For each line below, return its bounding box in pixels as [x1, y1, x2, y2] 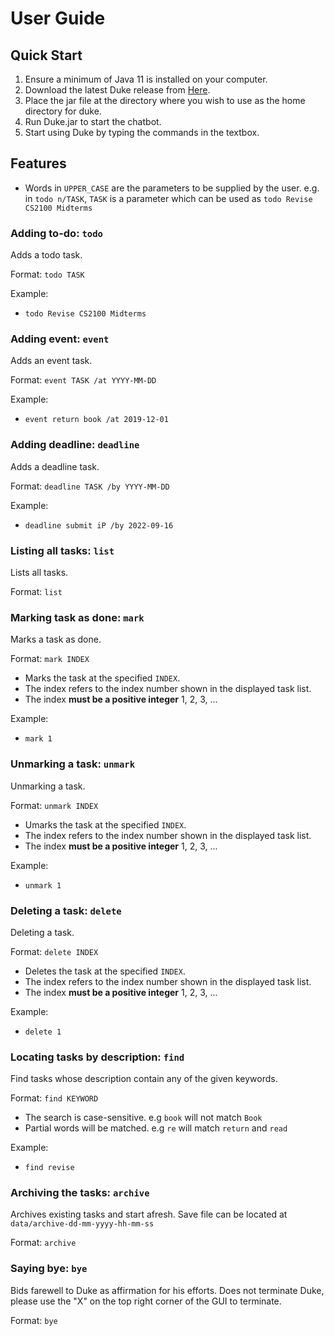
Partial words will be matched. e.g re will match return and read [24, 1122, 288, 1134]
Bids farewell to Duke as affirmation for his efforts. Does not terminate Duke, [10, 1284, 325, 1296]
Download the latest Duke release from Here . [24, 84, 211, 96]
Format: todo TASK [10, 268, 85, 281]
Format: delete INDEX [10, 945, 99, 957]
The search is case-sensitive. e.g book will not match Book [24, 1112, 263, 1124]
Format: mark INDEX [10, 653, 90, 665]
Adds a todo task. [10, 249, 83, 261]
